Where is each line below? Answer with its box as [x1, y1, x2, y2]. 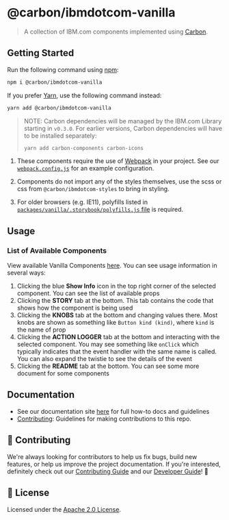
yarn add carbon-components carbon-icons [23, 145, 144, 151]
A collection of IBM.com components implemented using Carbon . [23, 27, 208, 36]
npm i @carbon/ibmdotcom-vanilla [7, 79, 103, 86]
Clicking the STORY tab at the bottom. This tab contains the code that [16, 297, 214, 305]
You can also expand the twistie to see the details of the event [16, 355, 193, 363]
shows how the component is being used [16, 304, 133, 312]
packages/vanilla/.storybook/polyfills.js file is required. [16, 206, 184, 214]
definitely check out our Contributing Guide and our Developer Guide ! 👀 [7, 467, 208, 475]
